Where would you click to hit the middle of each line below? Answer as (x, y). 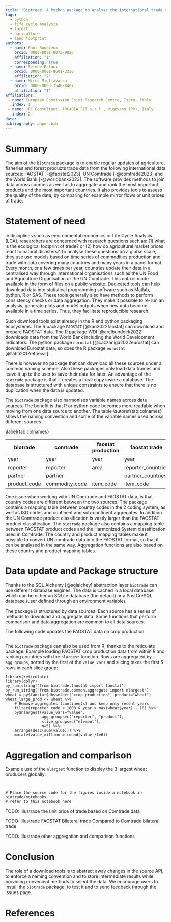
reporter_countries (146, 467)
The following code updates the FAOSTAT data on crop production (75, 632)
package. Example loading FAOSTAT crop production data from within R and (85, 651)
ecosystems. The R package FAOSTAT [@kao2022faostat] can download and (85, 326)
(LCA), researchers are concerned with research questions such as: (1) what (85, 241)
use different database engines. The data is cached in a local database (80, 590)
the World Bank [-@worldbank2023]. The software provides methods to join (85, 179)
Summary (26, 149)
